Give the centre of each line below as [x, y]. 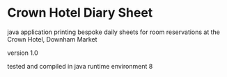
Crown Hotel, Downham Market [52, 39]
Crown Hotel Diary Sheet [80, 13]
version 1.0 [23, 53]
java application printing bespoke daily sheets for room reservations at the [114, 32]
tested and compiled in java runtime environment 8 [80, 66]
